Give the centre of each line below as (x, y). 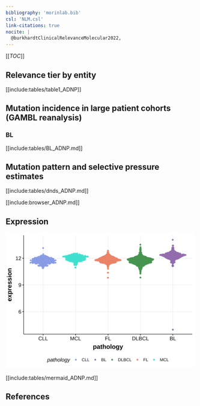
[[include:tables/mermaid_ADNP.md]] (52, 378)
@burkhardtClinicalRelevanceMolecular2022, (66, 38)
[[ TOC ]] (15, 56)
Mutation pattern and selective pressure (83, 167)
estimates (25, 177)
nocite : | (18, 32)
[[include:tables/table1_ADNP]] (44, 89)
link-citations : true (33, 25)
